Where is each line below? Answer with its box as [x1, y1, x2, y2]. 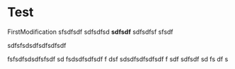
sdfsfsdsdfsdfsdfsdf [7, 41, 67, 49]
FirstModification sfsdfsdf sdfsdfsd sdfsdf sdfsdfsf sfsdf [7, 27, 173, 36]
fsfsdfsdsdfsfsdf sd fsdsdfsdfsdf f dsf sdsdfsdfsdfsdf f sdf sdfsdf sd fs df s [7, 54, 229, 63]
